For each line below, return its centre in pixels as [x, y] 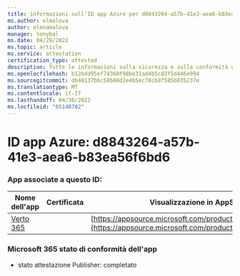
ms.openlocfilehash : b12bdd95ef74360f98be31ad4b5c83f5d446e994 [104, 73]
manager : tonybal [33, 34]
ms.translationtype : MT [43, 87]
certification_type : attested [52, 61]
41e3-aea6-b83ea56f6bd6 [89, 157]
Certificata [65, 203]
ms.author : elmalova [38, 21]
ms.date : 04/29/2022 [38, 41]
